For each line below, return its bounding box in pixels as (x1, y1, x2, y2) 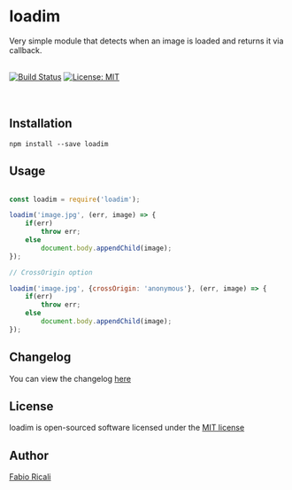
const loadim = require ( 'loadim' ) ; (9, 195, 141, 204)
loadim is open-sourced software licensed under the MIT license (9, 423, 245, 433)
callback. (9, 44, 42, 55)
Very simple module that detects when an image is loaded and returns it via (9, 35, 284, 46)
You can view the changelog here (9, 373, 131, 384)
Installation (9, 116, 73, 131)
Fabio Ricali (9, 471, 51, 482)
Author (9, 447, 49, 463)
